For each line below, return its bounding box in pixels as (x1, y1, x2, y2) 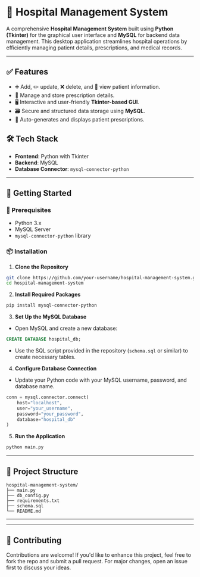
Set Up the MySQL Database (14, 313, 87, 320)
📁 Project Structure (6, 466, 79, 476)
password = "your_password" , (17, 411, 84, 417)
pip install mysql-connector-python (6, 302, 97, 308)
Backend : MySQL (14, 159, 58, 166)
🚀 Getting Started (6, 188, 72, 198)
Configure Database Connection (14, 365, 97, 372)
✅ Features (6, 67, 49, 77)
